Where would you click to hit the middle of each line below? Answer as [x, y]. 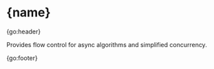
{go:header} [24, 31]
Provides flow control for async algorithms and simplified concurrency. [107, 44]
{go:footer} [22, 58]
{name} [29, 13]
